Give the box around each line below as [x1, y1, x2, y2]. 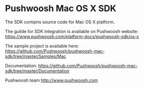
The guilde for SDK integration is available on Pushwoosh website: [5, 28, 139, 34]
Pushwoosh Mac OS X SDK [5, 3, 117, 14]
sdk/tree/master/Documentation [5, 68, 70, 73]
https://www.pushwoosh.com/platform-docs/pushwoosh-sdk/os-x [5, 34, 139, 39]
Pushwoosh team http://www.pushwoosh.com [5, 77, 98, 83]
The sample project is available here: [5, 43, 79, 49]
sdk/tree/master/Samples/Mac [5, 53, 66, 59]
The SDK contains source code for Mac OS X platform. [5, 19, 115, 25]
